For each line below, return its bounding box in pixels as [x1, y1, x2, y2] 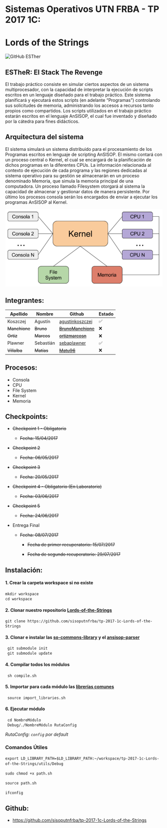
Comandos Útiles [5, 744, 48, 751]
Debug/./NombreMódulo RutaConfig [7, 723, 77, 728]
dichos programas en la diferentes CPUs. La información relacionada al [5, 162, 152, 168]
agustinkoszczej [59, 318, 93, 324]
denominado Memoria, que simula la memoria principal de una [5, 178, 134, 184]
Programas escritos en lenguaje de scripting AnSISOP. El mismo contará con [5, 151, 163, 157]
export [5, 756, 19, 761]
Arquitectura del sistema [5, 133, 84, 141]
